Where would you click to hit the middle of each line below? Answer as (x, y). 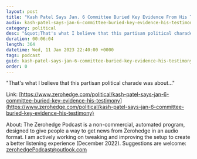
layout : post (22, 11)
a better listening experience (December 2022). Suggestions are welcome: (96, 143)
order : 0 (17, 66)
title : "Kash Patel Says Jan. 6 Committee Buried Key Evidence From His (97, 17)
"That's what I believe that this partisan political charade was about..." (90, 83)
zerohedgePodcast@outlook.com (47, 150)
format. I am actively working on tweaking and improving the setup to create (98, 137)
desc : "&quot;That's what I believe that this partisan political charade (99, 34)
